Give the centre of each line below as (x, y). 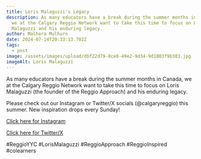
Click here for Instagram (36, 121)
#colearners (21, 151)
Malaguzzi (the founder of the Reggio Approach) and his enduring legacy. (97, 91)
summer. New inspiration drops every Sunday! (63, 109)
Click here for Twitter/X (35, 133)
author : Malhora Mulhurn (37, 34)
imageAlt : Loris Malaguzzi (40, 62)
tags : (13, 45)
